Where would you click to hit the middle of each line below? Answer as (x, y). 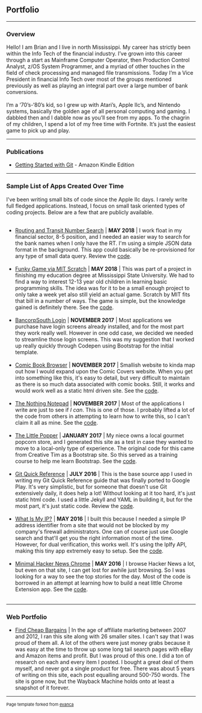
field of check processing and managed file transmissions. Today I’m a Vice (100, 73)
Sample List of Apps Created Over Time (65, 186)
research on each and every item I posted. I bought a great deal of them (104, 662)
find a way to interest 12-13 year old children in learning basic (91, 281)
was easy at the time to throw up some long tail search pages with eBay (104, 649)
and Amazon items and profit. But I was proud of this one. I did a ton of (103, 656)
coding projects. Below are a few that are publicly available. (80, 212)
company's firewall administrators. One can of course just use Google (101, 531)
